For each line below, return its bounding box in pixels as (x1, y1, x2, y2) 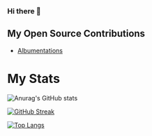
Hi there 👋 (7, 6, 42, 16)
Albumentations (17, 46, 63, 54)
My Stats (7, 70, 61, 86)
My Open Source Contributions (7, 28, 145, 40)
